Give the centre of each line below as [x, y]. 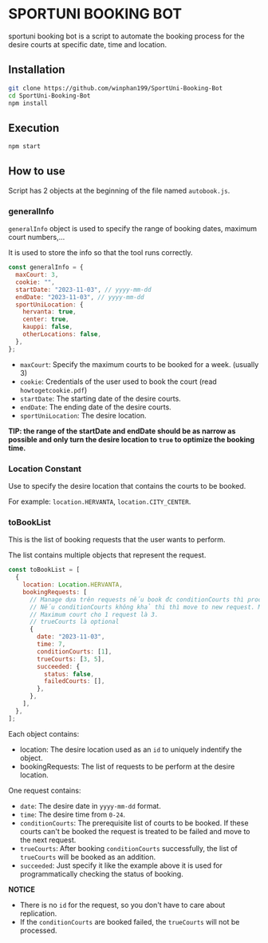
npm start [25, 146]
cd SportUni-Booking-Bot [49, 96]
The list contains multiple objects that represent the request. [107, 555]
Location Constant [45, 469]
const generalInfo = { [46, 268]
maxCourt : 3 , [37, 275]
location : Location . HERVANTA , [73, 585]
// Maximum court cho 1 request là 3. [94, 614]
